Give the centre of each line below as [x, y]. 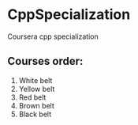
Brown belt [36, 105]
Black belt [35, 114]
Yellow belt [37, 89]
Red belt [32, 97]
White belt [35, 80]
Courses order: [45, 61]
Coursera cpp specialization [53, 36]
